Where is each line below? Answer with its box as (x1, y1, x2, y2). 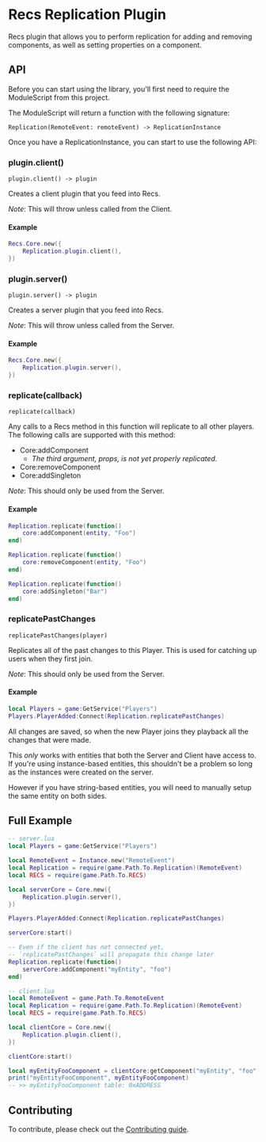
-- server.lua (8, 835, 55, 843)
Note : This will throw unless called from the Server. (8, 321, 175, 330)
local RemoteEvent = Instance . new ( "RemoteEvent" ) (8, 857, 176, 865)
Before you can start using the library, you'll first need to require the (8, 84, 230, 94)
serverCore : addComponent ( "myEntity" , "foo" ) (22, 965, 172, 973)
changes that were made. (8, 735, 92, 744)
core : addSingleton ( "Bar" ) (22, 587, 108, 595)
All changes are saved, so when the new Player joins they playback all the (8, 727, 249, 736)
